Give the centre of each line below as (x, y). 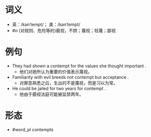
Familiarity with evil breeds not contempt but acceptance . (70, 77)
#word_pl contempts (33, 129)
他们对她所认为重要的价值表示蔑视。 (56, 72)
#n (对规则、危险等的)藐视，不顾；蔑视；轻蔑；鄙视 (64, 30)
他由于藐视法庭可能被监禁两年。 (51, 94)
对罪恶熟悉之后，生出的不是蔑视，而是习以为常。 (68, 83)
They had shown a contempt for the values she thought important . (79, 66)
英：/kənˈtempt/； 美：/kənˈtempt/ (46, 24)
